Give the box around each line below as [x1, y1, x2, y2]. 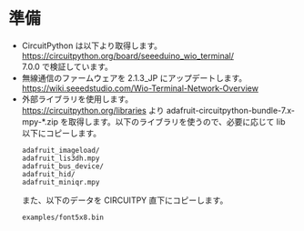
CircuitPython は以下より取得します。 [21, 40, 163, 51]
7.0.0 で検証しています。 [21, 61, 113, 72]
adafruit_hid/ [21, 169, 76, 178]
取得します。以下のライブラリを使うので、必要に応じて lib [67, 115, 286, 127]
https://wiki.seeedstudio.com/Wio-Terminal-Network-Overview [21, 83, 258, 94]
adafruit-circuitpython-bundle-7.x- [166, 105, 295, 115]
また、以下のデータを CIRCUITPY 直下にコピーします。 [21, 195, 228, 206]
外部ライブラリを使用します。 [21, 93, 134, 105]
